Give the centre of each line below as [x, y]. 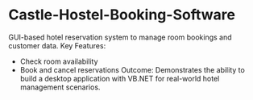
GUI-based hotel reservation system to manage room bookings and [120, 37]
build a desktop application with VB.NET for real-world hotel [120, 78]
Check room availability [59, 61]
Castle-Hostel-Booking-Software [122, 15]
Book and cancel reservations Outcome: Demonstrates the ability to [133, 69]
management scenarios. [60, 87]
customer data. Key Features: [57, 45]
